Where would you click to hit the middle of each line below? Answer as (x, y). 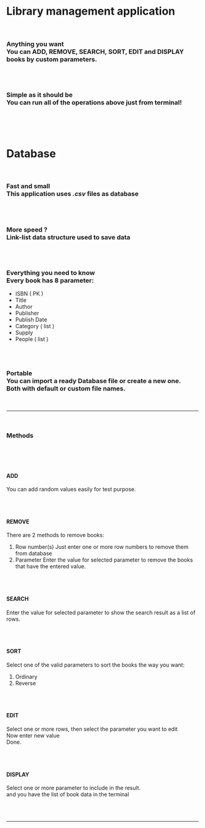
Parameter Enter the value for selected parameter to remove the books (104, 560)
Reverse (26, 683)
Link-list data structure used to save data (68, 237)
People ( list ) (32, 339)
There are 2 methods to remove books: (56, 535)
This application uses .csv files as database (73, 194)
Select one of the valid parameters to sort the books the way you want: (95, 665)
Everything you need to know (51, 273)
